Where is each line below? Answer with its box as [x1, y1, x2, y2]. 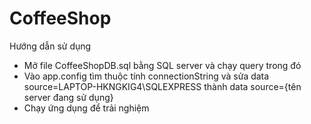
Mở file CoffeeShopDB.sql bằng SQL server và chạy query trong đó [23, 59, 302, 71]
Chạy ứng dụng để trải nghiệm [23, 102, 150, 114]
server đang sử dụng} [23, 91, 114, 103]
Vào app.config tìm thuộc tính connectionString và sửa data [23, 70, 270, 82]
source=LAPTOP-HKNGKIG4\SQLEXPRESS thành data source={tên [23, 80, 302, 92]
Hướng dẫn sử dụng [9, 40, 92, 52]
